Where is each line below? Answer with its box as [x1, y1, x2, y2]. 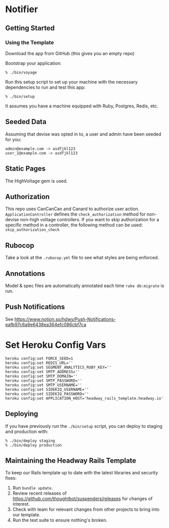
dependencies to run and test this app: [5, 84, 86, 90]
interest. [12, 501, 30, 507]
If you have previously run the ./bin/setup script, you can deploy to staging [5, 423, 163, 429]
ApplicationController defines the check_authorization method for [5, 211, 146, 217]
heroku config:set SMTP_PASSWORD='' [5, 378, 82, 383]
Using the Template [5, 39, 54, 46]
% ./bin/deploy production [5, 442, 62, 448]
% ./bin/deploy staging [5, 438, 55, 443]
